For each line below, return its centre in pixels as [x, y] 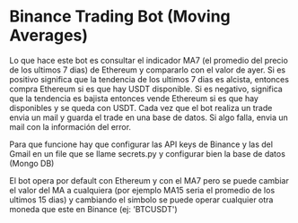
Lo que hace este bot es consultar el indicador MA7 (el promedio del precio [149, 60]
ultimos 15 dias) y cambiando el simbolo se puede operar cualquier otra [141, 200]
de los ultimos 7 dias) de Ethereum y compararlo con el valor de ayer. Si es [147, 70]
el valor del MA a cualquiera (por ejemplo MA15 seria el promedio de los [142, 190]
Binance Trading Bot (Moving [120, 17]
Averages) [48, 35]
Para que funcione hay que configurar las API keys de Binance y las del [141, 144]
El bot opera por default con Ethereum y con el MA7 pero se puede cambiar [149, 180]
